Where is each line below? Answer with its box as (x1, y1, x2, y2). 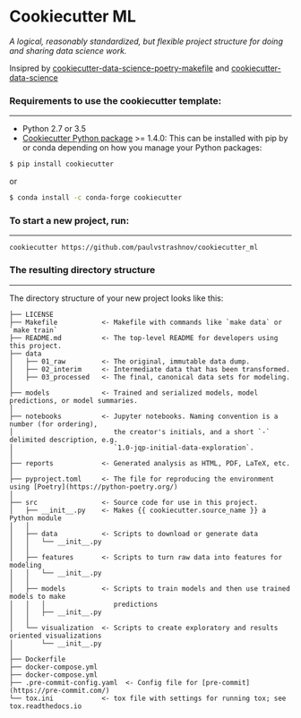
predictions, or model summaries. (9, 396, 139, 405)
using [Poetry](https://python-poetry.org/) (9, 482, 178, 491)
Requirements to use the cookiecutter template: (9, 94, 222, 107)
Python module (9, 513, 63, 523)
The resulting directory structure (9, 264, 156, 277)
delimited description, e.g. (9, 435, 118, 444)
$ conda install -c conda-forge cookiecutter (9, 193, 182, 202)
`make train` (9, 325, 58, 335)
